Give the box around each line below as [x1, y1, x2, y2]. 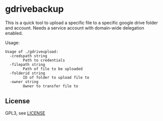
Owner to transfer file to [23, 84, 79, 89]
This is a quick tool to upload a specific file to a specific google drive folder [5, 20, 158, 26]
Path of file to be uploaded [23, 66, 83, 71]
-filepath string [9, 62, 45, 67]
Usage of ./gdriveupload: [5, 49, 58, 54]
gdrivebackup [5, 3, 64, 15]
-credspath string [9, 53, 48, 59]
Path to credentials [23, 58, 65, 62]
